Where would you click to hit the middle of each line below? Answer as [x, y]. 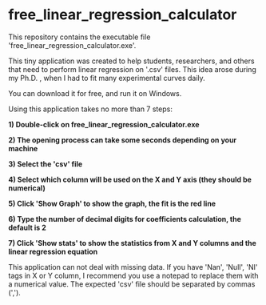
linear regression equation [53, 251]
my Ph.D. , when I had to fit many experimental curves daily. [107, 78]
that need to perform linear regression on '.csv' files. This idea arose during [133, 69]
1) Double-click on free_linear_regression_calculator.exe [104, 124]
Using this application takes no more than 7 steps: [91, 109]
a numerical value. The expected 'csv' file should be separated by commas [132, 284]
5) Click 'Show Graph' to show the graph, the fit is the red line [112, 203]
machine [23, 148]
